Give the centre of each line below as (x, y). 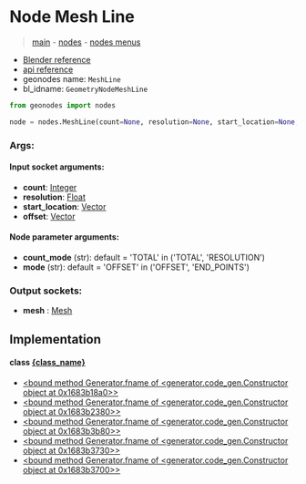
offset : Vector (49, 216)
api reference (48, 69)
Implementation (56, 339)
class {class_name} (47, 363)
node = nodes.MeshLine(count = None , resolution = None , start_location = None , (154, 122)
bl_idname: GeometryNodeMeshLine (85, 88)
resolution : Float (54, 197)
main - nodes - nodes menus (86, 42)
